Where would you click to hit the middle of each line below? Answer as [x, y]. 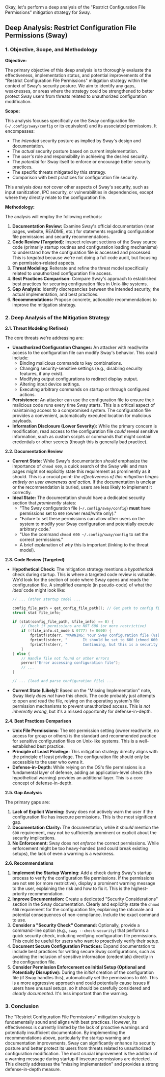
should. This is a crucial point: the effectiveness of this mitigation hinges [85, 476]
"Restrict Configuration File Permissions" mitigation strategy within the [76, 80]
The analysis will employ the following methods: [54, 216]
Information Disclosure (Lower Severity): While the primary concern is [84, 426]
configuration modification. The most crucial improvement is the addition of [82, 1054]
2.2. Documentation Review [34, 451]
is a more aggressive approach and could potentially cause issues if [81, 983]
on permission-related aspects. [44, 263]
